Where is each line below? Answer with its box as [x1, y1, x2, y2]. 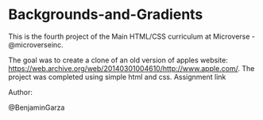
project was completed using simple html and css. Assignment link [8, 72, 226, 81]
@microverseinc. [8, 39, 64, 49]
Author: [8, 87, 33, 96]
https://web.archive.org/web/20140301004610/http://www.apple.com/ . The [8, 63, 255, 73]
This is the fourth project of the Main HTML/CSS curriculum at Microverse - [8, 32, 256, 41]
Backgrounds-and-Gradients [8, 6, 203, 24]
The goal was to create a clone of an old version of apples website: [8, 55, 228, 65]
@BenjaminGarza [8, 103, 65, 112]
